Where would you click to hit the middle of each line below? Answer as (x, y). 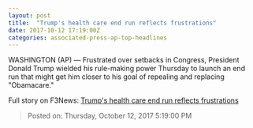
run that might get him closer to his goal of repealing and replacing (116, 77)
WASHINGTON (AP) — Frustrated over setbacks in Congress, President (124, 60)
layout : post (30, 15)
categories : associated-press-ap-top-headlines (88, 38)
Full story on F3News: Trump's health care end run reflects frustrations (123, 100)
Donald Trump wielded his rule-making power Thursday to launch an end (127, 69)
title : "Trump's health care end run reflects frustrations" (112, 23)
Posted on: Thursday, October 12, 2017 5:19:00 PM (110, 116)
